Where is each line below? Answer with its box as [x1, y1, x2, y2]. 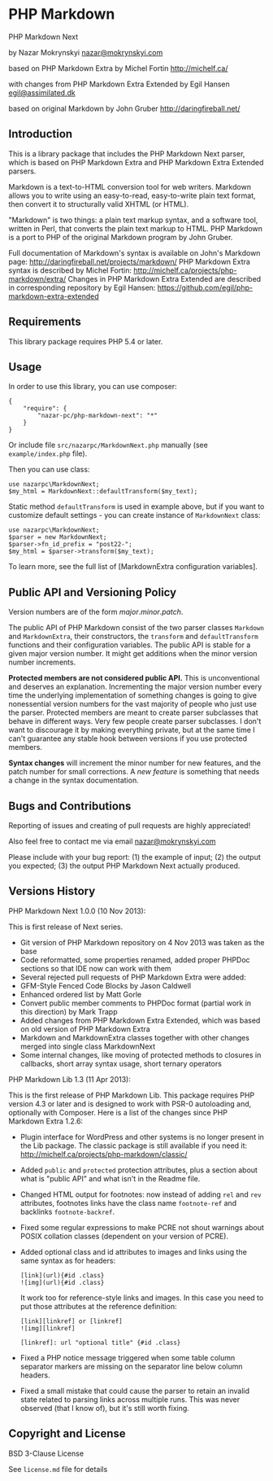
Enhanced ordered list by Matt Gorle [19, 989, 142, 999]
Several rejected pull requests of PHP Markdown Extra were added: [19, 972, 246, 982]
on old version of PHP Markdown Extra [19, 1023, 150, 1034]
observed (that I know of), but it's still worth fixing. [19, 1403, 189, 1413]
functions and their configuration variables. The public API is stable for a [8, 640, 251, 650]
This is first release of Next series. [8, 922, 123, 931]
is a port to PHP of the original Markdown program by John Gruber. [8, 232, 233, 242]
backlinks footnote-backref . [19, 1207, 115, 1216]
